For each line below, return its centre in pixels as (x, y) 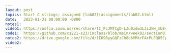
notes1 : (13, 24)
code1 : (12, 33)
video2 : (13, 43)
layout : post (19, 10)
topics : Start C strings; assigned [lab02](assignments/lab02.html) (79, 15)
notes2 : (13, 38)
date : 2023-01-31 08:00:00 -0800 (43, 19)
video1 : (13, 29)
